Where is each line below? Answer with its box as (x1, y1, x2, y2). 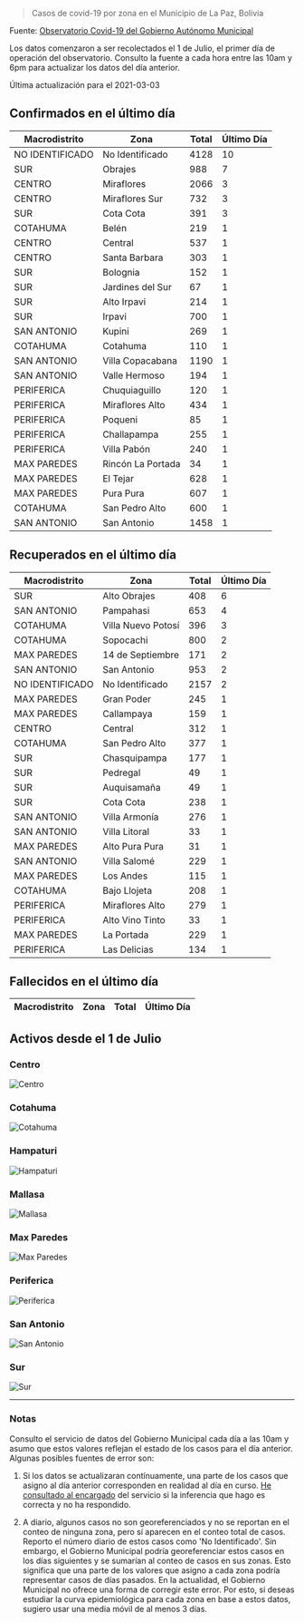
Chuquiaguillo (102, 384, 161, 396)
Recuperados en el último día (9, 548, 176, 563)
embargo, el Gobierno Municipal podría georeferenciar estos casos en (22, 1545, 285, 1556)
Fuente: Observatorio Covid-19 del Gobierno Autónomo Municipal (9, 25, 254, 35)
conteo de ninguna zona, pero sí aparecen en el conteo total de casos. (22, 1526, 286, 1537)
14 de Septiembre (102, 648, 179, 661)
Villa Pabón (102, 442, 151, 455)
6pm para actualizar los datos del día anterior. (9, 63, 181, 73)
